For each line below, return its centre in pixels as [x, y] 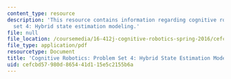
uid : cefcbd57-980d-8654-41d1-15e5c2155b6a [70, 65]
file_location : [29, 39]
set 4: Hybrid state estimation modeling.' [76, 26]
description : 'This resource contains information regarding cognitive [112, 20]
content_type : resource [41, 13]
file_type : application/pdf [47, 45]
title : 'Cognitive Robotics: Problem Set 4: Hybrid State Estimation [109, 58]
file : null [23, 33]
